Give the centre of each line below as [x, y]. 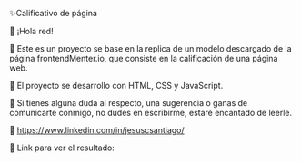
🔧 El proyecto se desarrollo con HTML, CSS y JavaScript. [116, 86]
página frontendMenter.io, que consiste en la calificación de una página [144, 58]
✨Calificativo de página [54, 13]
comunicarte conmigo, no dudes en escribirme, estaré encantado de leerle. [151, 113]
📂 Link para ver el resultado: [62, 148]
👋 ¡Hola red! [31, 31]
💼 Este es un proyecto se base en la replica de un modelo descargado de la [151, 48]
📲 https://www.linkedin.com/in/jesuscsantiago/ [97, 130]
